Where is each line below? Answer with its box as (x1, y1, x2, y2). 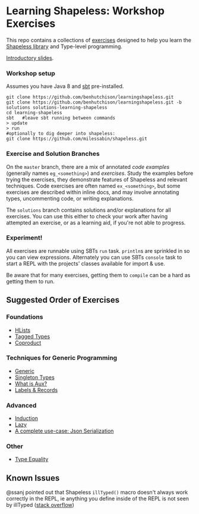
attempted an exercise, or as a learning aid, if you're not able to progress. (6, 219, 186, 226)
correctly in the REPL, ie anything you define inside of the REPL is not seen (6, 495, 189, 502)
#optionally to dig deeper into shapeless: (6, 131, 116, 137)
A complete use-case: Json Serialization (14, 427, 114, 435)
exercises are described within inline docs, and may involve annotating (6, 189, 179, 196)
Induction (14, 415, 39, 422)
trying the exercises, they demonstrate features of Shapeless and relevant (6, 175, 188, 183)
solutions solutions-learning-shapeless (6, 105, 108, 111)
